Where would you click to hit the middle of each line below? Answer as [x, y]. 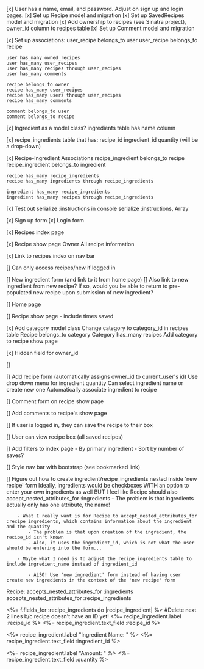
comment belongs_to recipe [40, 117]
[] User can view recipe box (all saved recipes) [65, 437]
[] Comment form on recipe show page [55, 401]
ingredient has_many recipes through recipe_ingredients [80, 197]
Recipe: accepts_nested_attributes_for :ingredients [70, 591]
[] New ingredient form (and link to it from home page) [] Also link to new [97, 280]
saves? [15, 455]
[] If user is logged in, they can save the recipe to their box [80, 425]
